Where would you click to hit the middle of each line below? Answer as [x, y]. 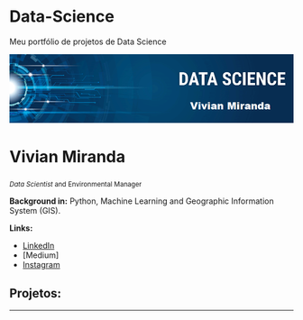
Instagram [41, 265]
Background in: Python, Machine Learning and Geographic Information [142, 201]
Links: [21, 228]
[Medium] [41, 255]
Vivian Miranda [68, 156]
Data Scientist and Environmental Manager [76, 185]
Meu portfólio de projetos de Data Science [88, 41]
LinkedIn [38, 246]
